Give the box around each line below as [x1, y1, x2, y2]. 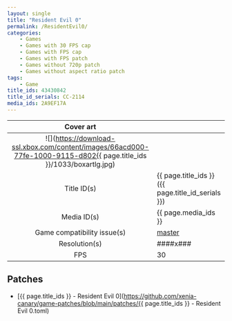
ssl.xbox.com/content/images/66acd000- [11, 142, 150, 152]
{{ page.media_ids [156, 208, 215, 217]
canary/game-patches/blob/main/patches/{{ [17, 299, 144, 307]
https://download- [55, 133, 116, 143]
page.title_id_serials [156, 188, 221, 197]
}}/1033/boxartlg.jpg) [45, 159, 116, 169]
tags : [7, 74, 23, 81]
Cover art [64, 121, 97, 131]
